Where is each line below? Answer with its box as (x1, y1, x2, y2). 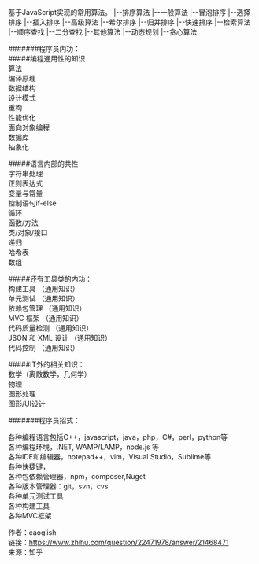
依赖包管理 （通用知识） (8, 304, 87, 313)
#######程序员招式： (8, 416, 81, 425)
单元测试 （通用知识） (8, 294, 80, 303)
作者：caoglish (8, 528, 57, 537)
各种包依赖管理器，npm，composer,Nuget (8, 472, 146, 481)
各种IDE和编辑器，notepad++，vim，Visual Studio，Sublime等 (8, 452, 211, 461)
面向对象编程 (8, 123, 50, 132)
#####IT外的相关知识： (8, 359, 85, 369)
